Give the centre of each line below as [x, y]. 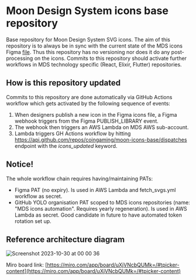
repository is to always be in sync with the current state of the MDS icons [94, 46]
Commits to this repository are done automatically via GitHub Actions [89, 97]
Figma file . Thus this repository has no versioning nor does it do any [88, 52]
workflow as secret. [38, 196]
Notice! [20, 165]
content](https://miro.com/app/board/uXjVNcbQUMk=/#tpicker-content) [94, 271]
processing [20, 58]
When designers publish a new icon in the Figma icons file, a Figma [96, 114]
